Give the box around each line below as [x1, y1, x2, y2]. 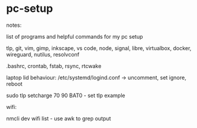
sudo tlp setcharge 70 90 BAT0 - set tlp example [6, 92, 125, 99]
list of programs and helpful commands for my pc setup [6, 33, 143, 40]
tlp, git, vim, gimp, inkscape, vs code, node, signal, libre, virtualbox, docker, [6, 44, 192, 52]
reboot [6, 80, 23, 88]
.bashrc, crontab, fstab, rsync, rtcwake [6, 62, 101, 70]
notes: [6, 21, 22, 29]
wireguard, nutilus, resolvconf [6, 51, 79, 58]
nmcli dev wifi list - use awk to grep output [6, 115, 112, 122]
